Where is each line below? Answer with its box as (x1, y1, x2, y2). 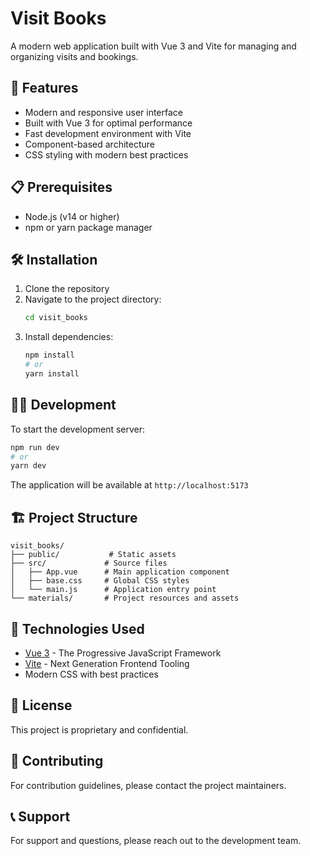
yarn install (24, 369, 80, 379)
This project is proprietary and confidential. (10, 723, 189, 736)
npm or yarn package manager (24, 221, 153, 233)
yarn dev (10, 461, 47, 471)
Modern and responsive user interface (24, 106, 183, 118)
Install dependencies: (24, 331, 114, 343)
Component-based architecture (24, 138, 155, 150)
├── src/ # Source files (10, 558, 168, 569)
